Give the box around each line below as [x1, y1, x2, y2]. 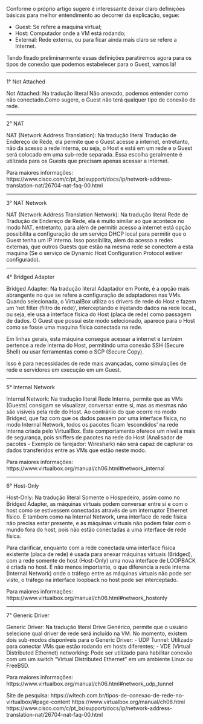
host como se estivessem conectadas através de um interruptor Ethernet [6, 507, 188, 514]
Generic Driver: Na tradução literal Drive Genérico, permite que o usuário [6, 624, 188, 630]
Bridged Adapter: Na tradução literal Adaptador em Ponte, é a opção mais [6, 285, 190, 292]
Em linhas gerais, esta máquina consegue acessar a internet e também [6, 335, 182, 342]
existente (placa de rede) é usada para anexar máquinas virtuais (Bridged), [6, 551, 193, 558]
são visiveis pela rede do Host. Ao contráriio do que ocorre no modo [6, 408, 176, 415]
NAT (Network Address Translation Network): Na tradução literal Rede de [6, 211, 188, 218]
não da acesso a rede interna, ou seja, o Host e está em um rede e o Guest [6, 144, 193, 152]
